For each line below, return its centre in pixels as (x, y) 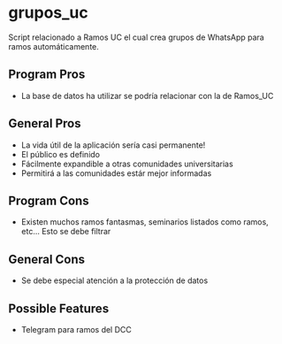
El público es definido (61, 154)
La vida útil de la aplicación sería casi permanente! (113, 145)
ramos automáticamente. (53, 46)
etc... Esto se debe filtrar (66, 232)
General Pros (45, 123)
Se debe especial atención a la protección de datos (114, 280)
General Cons (47, 259)
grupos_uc (49, 13)
